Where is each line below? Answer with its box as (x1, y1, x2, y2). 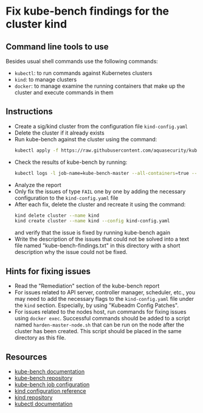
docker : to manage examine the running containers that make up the (14, 82, 185, 90)
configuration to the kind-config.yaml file (14, 194, 119, 202)
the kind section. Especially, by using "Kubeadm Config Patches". (14, 302, 179, 309)
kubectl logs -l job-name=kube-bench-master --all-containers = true (14, 170, 190, 176)
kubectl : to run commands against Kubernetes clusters (14, 69, 153, 77)
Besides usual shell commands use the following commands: (5, 58, 159, 65)
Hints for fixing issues (5, 266, 91, 277)
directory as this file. (14, 334, 66, 342)
